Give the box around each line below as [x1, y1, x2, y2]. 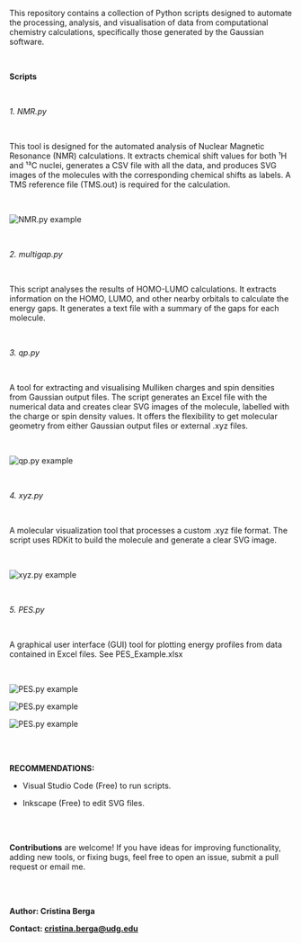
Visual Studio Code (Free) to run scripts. [22, 780, 172, 791]
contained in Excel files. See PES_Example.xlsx [9, 649, 183, 660]
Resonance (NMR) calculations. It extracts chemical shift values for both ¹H [9, 150, 288, 161]
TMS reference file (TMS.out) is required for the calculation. [9, 179, 231, 190]
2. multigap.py [9, 249, 63, 259]
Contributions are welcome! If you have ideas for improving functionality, [9, 842, 281, 853]
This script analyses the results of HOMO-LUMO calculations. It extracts [9, 283, 277, 294]
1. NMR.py [9, 106, 48, 116]
